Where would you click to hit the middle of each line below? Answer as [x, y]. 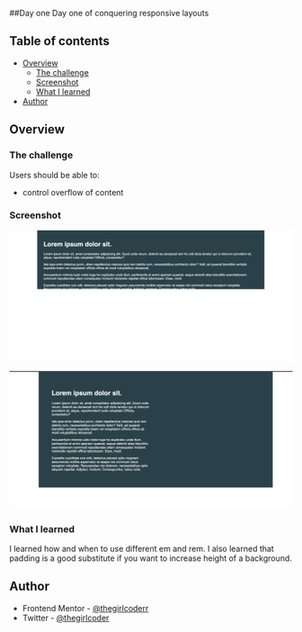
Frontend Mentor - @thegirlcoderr [85, 608]
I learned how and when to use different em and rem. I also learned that [142, 549]
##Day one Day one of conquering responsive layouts [109, 13]
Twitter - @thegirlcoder [66, 618]
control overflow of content [73, 192]
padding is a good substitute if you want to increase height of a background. [151, 558]
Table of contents [59, 41]
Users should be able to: [55, 175]
